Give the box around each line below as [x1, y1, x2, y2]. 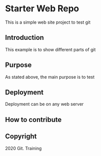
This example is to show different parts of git [5, 46, 96, 52]
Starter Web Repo [5, 3, 79, 14]
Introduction [5, 33, 44, 42]
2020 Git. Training [5, 145, 42, 151]
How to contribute [5, 115, 62, 124]
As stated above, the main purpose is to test [5, 74, 95, 80]
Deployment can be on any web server [5, 101, 84, 107]
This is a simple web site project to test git [5, 19, 91, 25]
